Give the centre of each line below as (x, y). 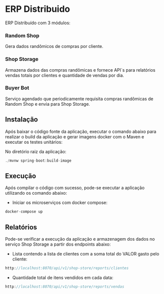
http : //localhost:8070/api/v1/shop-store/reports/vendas (65, 287)
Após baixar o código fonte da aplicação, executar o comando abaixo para (81, 131)
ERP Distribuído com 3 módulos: (38, 23)
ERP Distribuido (38, 9)
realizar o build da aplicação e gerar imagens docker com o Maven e (75, 136)
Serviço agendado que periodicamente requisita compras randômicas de (79, 99)
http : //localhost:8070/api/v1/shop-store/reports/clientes (67, 268)
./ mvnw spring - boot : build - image (38, 161)
